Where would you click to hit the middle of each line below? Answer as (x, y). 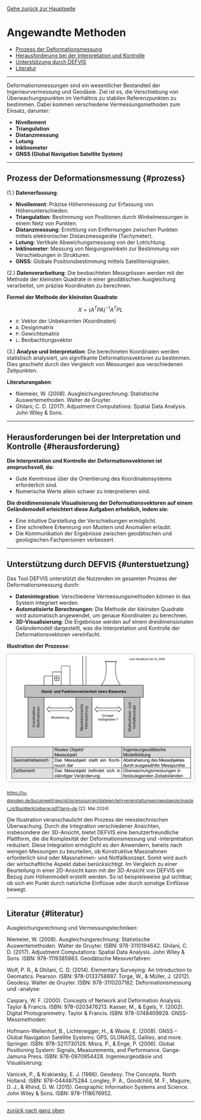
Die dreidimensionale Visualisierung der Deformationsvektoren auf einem (100, 503)
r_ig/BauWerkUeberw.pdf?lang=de (42, 808)
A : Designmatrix (34, 327)
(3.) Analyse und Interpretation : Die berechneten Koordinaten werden (93, 352)
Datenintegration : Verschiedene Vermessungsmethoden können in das (103, 596)
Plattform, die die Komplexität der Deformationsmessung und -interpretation (100, 839)
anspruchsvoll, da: (30, 467)
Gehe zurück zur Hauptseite (41, 9)
